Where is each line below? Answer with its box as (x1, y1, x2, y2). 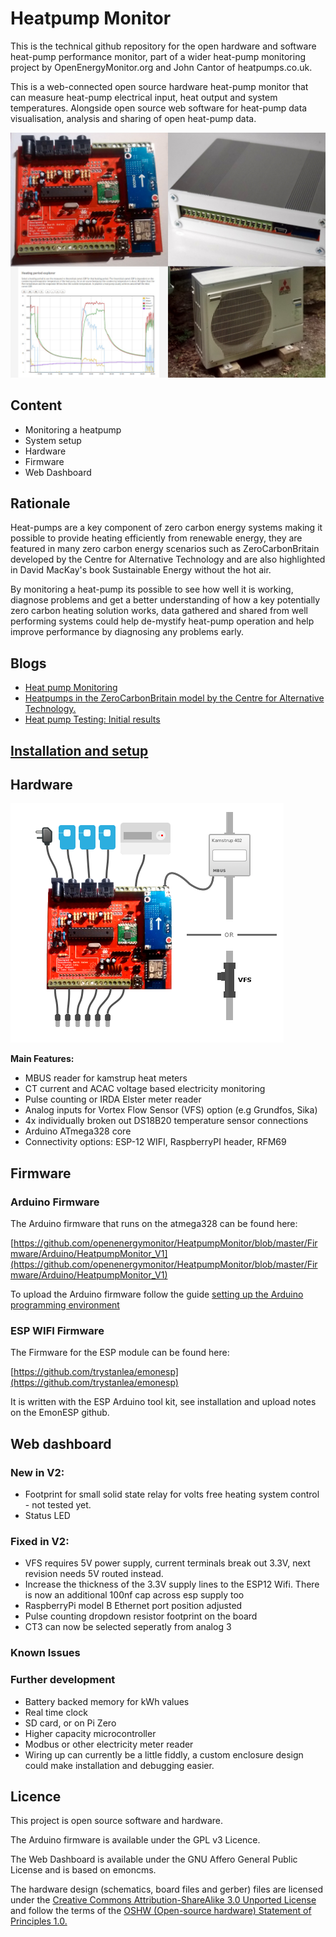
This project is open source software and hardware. (10, 1815, 224, 1827)
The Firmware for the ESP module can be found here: (10, 1347, 230, 1359)
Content (10, 397, 63, 414)
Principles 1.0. (10, 1915, 68, 1927)
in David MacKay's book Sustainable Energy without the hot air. (10, 564, 272, 576)
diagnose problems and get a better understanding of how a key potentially (10, 594, 321, 606)
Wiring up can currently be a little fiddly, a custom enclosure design (24, 1748, 304, 1761)
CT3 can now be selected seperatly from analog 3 (24, 1621, 232, 1633)
